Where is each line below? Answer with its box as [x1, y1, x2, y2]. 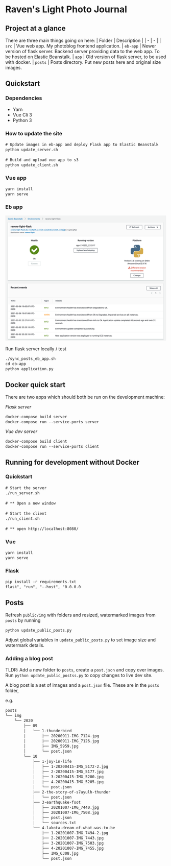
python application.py [5, 367, 54, 372]
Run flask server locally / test [5, 346, 66, 352]
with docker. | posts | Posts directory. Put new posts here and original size [5, 59, 161, 65]
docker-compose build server [5, 415, 67, 420]
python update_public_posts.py [5, 628, 72, 633]
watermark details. [5, 642, 45, 648]
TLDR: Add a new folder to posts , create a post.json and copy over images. [5, 666, 164, 672]
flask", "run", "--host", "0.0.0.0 [5, 585, 81, 590]
